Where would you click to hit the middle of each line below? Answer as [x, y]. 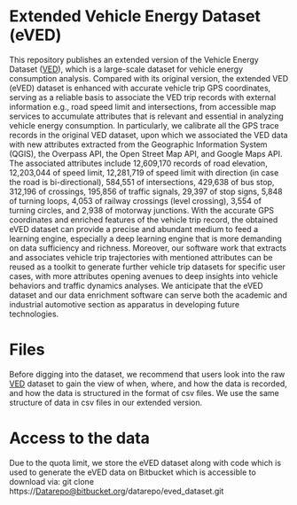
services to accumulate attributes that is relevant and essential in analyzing [146, 116]
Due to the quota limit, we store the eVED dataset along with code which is [145, 462]
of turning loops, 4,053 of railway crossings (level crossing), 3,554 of [135, 200]
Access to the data [80, 438]
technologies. [34, 314]
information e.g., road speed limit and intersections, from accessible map [143, 106]
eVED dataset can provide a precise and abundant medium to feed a [134, 229]
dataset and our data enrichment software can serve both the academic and [148, 295]
